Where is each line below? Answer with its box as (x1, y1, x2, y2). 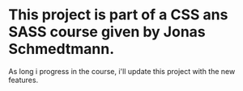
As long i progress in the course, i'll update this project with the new (8, 66, 236, 76)
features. (8, 75, 39, 85)
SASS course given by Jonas (8, 23, 207, 41)
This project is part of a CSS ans (8, 6, 228, 24)
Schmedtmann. (8, 40, 115, 58)
